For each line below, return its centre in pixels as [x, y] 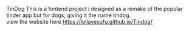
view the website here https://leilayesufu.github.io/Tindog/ [80, 22]
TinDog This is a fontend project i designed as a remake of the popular [95, 9]
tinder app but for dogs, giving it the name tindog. [69, 15]
